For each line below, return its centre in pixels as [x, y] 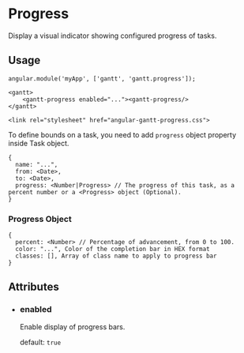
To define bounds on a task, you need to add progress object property [122, 134]
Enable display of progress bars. [72, 327]
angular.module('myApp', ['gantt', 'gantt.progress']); [102, 79]
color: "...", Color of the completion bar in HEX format [113, 250]
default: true [40, 342]
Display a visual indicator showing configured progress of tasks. [113, 36]
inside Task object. [39, 143]
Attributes [34, 287]
